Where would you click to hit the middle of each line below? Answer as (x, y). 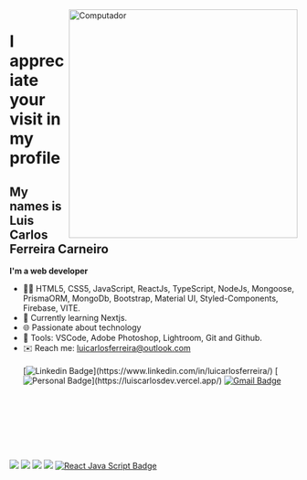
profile (35, 158)
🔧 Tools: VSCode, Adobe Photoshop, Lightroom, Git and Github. (143, 338)
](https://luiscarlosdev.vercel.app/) (156, 380)
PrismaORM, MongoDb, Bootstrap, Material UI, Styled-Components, (150, 298)
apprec (37, 61)
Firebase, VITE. (51, 308)
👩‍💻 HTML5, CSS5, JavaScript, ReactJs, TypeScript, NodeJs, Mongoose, (159, 288)
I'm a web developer (49, 271)
